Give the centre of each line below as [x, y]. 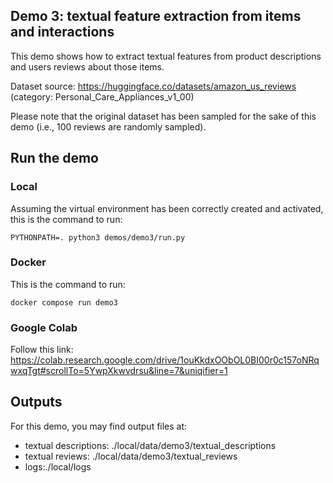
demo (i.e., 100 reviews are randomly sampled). [108, 126]
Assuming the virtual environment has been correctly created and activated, [167, 208]
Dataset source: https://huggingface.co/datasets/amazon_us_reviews [153, 86]
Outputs [36, 402]
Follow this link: [42, 350]
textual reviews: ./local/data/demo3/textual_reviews [131, 456]
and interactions [62, 32]
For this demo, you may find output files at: [99, 426]
